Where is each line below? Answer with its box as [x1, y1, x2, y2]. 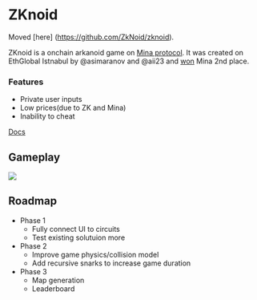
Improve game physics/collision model [31, 249, 159, 259]
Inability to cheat [19, 111, 75, 121]
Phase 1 [19, 215, 46, 225]
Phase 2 [19, 241, 47, 250]
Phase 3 [19, 266, 48, 276]
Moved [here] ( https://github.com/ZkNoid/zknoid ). [8, 32, 175, 42]
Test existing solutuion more [31, 233, 126, 242]
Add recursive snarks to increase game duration [31, 258, 191, 268]
